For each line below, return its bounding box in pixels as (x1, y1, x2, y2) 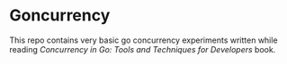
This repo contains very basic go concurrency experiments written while (9, 35, 278, 45)
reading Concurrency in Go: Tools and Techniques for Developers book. (9, 44, 276, 54)
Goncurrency (9, 5, 111, 26)
